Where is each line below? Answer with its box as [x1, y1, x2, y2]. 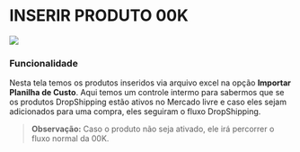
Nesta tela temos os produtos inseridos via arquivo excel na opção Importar [9, 77, 292, 88]
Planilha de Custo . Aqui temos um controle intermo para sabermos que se [9, 87, 285, 98]
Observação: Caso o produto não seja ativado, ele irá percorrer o [31, 123, 275, 135]
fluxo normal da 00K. [31, 133, 110, 144]
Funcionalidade [9, 57, 78, 69]
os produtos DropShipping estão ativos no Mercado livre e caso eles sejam [9, 96, 287, 108]
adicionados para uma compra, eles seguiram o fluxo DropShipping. [9, 106, 261, 117]
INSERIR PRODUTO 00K [9, 5, 189, 26]
